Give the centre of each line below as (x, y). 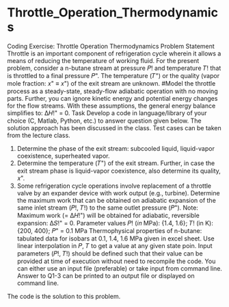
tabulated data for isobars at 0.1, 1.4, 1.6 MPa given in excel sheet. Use (116, 238)
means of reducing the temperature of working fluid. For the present (103, 60)
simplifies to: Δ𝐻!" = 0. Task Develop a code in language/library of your (107, 113)
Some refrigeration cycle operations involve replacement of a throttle (114, 186)
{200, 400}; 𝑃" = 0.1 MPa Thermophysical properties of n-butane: (109, 230)
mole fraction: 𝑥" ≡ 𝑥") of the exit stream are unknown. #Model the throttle (111, 83)
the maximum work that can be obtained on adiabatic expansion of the (117, 200)
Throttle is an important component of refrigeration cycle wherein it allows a (114, 53)
